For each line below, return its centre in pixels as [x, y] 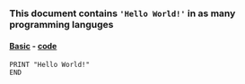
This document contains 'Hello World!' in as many [122, 13]
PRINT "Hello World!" [50, 65]
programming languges [61, 24]
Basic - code [33, 46]
